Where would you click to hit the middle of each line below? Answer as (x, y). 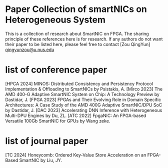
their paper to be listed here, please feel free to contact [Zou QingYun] (78, 44)
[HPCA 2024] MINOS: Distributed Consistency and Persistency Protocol (79, 83)
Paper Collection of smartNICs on (76, 9)
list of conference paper (56, 70)
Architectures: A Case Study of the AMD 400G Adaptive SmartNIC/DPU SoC (84, 105)
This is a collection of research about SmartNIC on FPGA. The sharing (77, 33)
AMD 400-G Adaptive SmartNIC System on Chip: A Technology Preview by (82, 94)
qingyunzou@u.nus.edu (30, 49)
